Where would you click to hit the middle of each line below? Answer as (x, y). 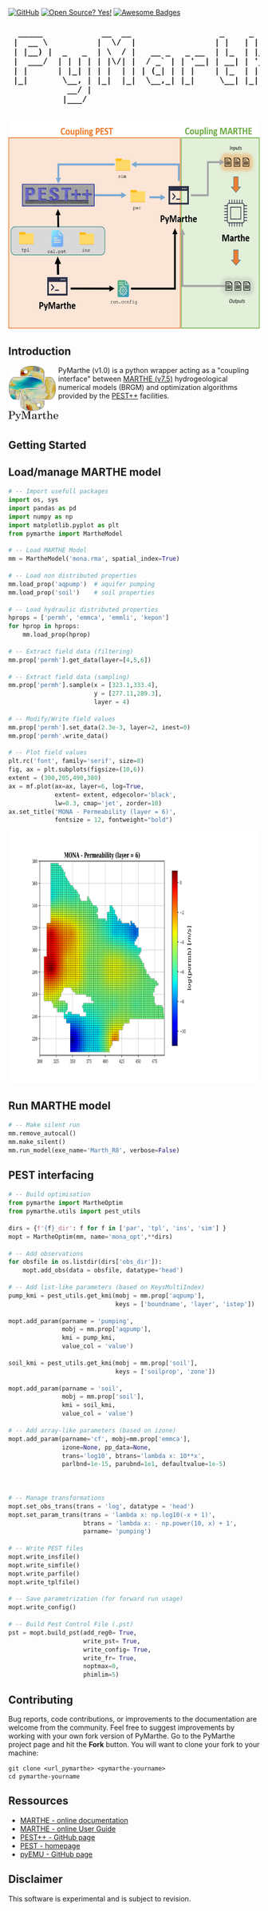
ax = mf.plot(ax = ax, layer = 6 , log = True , (77, 786)
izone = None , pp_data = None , (106, 1447)
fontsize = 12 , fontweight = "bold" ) (114, 820)
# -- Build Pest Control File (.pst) (71, 1625)
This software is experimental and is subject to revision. (100, 1898)
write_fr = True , (110, 1658)
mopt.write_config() (43, 1607)
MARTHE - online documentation (74, 1820)
